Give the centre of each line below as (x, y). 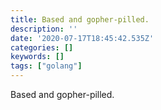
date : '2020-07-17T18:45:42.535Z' (82, 38)
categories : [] (42, 47)
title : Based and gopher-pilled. (80, 19)
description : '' (44, 29)
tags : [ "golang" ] (46, 66)
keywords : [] (37, 57)
